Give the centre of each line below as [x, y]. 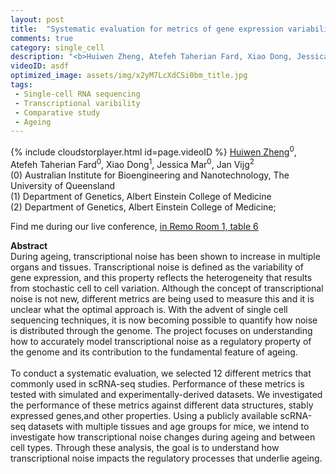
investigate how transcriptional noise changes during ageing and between [163, 437]
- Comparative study [57, 112]
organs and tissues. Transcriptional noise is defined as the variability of [157, 267]
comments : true [42, 38]
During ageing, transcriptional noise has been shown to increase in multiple [165, 256]
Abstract [29, 245]
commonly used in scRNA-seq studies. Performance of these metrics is [157, 383]
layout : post [37, 19]
